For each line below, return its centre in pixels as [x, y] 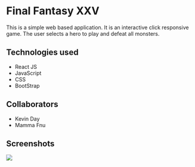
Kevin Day [27, 119]
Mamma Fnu [30, 125]
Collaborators [32, 104]
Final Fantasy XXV [53, 11]
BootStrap [27, 86]
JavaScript [28, 73]
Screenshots [30, 144]
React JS [26, 67]
